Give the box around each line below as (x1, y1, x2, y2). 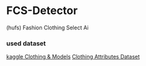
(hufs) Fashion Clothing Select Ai (6, 24, 89, 31)
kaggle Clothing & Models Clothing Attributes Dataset (6, 53, 140, 61)
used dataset (6, 39, 46, 48)
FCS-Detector (6, 4, 78, 18)
